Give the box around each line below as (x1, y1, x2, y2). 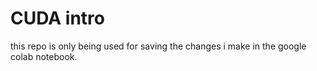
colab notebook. (10, 50, 78, 62)
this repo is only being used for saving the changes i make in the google (10, 40, 307, 52)
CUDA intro (10, 7, 105, 30)
